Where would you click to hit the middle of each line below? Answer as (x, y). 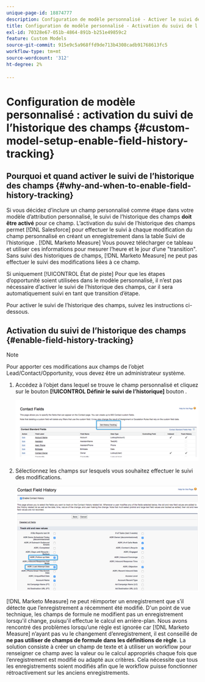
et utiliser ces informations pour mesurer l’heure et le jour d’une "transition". (102, 249)
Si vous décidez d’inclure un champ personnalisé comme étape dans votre (100, 210)
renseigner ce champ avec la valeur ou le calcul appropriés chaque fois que (102, 653)
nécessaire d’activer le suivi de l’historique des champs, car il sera (90, 286)
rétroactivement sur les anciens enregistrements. (68, 672)
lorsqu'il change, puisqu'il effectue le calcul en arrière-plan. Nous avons (97, 620)
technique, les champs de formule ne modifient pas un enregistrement (95, 614)
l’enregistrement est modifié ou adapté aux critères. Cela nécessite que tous (102, 659)
